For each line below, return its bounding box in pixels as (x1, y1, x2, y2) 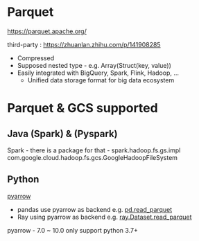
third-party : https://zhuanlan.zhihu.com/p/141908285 (7, 40, 161, 48)
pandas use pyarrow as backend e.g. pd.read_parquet (17, 205, 173, 213)
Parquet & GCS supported (7, 100, 158, 116)
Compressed (17, 53, 54, 62)
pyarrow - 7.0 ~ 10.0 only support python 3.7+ (7, 226, 139, 234)
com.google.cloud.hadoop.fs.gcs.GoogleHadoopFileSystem (7, 153, 178, 161)
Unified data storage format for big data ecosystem (27, 75, 175, 84)
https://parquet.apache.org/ (7, 27, 87, 35)
